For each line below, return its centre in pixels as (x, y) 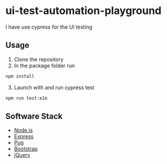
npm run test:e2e (27, 98)
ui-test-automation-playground (83, 11)
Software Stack (34, 116)
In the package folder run (44, 65)
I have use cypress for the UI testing (49, 27)
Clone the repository (39, 59)
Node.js (23, 130)
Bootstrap (26, 149)
